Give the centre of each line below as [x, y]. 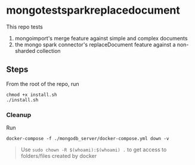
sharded [25, 50]
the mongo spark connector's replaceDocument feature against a [95, 45]
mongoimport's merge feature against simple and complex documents [101, 38]
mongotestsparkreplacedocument [93, 10]
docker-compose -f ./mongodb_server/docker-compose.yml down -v [88, 139]
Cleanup [19, 115]
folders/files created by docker [59, 156]
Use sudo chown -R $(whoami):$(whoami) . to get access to [94, 150]
